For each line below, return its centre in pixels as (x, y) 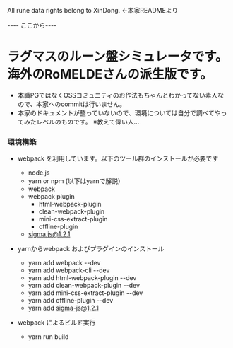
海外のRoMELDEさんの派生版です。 (110, 75)
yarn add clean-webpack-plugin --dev (84, 286)
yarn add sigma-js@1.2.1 (63, 308)
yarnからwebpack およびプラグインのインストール (91, 249)
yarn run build (48, 337)
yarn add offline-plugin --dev (71, 301)
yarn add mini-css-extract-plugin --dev (85, 293)
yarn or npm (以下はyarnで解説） (76, 181)
